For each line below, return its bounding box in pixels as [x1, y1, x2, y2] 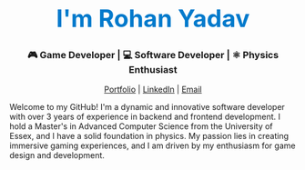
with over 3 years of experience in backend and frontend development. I [9, 111, 280, 123]
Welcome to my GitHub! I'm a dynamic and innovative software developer [9, 102, 285, 113]
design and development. [9, 150, 105, 161]
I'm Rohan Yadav [56, 3, 250, 33]
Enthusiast [128, 63, 178, 75]
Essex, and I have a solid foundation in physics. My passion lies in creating [9, 131, 290, 142]
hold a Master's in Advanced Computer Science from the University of [9, 121, 273, 132]
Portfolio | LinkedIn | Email [104, 84, 202, 95]
